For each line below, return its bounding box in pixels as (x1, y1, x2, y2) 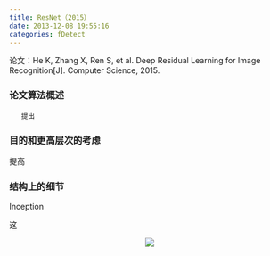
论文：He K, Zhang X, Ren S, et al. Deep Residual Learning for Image (9, 55, 261, 66)
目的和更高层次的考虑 (9, 134, 101, 146)
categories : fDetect (9, 29, 86, 38)
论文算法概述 (9, 89, 65, 102)
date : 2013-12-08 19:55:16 (9, 21, 110, 30)
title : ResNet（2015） (9, 12, 91, 22)
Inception (9, 202, 45, 212)
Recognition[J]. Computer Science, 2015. (9, 65, 160, 76)
